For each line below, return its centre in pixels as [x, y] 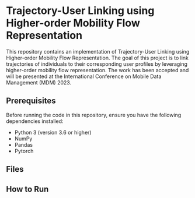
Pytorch [24, 151]
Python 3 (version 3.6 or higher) [53, 132]
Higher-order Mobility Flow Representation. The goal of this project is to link [97, 58]
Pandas [24, 144]
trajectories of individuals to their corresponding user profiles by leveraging [97, 64]
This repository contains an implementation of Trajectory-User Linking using [98, 51]
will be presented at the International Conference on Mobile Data [84, 76]
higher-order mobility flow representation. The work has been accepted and [97, 70]
